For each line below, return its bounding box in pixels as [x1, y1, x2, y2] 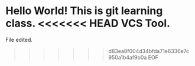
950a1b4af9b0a [108, 54, 147, 61]
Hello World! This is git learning [5, 4, 163, 18]
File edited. [5, 36, 33, 43]
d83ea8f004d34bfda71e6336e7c [108, 47, 190, 54]
